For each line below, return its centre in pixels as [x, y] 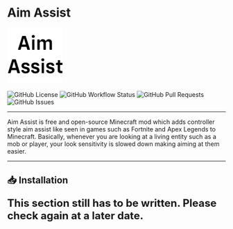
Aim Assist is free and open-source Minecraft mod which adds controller [111, 122]
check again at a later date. [75, 216]
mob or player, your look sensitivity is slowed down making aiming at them [113, 144]
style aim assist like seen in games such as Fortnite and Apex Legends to [112, 129]
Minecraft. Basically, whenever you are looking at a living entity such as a [112, 136]
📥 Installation [38, 180]
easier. [17, 151]
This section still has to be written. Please [112, 203]
